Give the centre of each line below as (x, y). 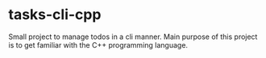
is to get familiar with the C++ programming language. (98, 44)
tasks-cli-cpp (55, 15)
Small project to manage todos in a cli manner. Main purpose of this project (133, 37)
